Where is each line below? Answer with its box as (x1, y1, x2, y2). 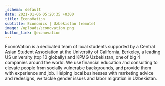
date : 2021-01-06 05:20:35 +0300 (5, 12, 74, 17)
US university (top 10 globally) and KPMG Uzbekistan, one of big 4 (5, 54, 141, 60)
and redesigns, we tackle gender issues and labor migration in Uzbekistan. (5, 75, 157, 81)
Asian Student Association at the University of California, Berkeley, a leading (5, 49, 161, 55)
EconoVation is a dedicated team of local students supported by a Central (5, 44, 155, 49)
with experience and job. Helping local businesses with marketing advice (5, 70, 154, 76)
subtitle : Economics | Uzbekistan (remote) (5, 21, 96, 26)
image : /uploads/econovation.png (5, 26, 74, 31)
